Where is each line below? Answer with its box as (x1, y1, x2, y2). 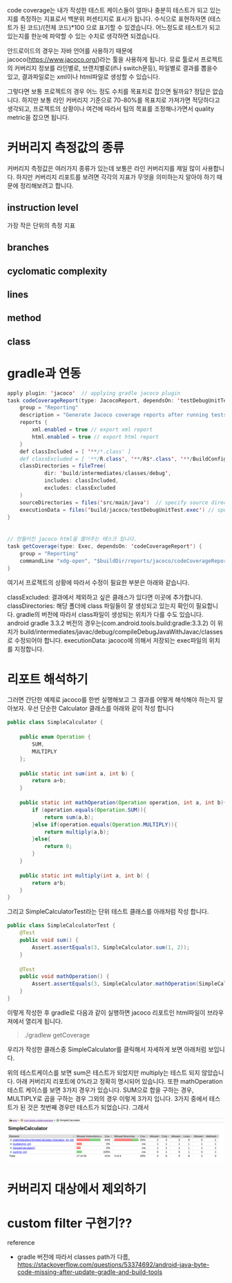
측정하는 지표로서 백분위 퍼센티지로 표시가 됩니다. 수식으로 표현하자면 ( (19, 15, 211, 23)
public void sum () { (19, 936, 79, 944)
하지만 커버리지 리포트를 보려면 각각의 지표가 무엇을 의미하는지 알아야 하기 (16, 172, 215, 181)
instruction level (7, 202, 79, 214)
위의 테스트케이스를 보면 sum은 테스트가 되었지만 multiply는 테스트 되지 (7, 1068, 200, 1077)
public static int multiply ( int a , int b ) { (19, 872, 150, 879)
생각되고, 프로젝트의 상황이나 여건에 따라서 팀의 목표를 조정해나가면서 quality (7, 104, 215, 113)
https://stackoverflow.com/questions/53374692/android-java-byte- (17, 1261, 210, 1269)
